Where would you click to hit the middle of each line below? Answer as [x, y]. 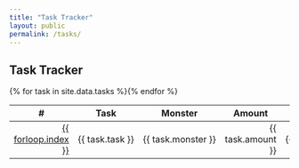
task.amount [251, 140]
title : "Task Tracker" [51, 17]
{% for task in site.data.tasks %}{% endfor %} [93, 92]
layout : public [37, 26]
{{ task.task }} [106, 140]
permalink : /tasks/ [45, 34]
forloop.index [41, 140]
